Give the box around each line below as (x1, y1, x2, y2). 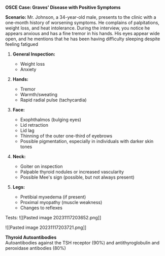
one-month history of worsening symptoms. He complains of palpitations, (5, 20, 160, 25)
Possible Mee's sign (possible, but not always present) (20, 174, 135, 180)
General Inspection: (12, 51, 56, 57)
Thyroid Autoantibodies (5, 234, 57, 240)
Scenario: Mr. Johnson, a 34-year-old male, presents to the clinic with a (5, 14, 156, 20)
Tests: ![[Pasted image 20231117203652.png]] (5, 215, 102, 220)
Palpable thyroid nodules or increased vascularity (20, 169, 124, 175)
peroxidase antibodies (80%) (5, 245, 66, 251)
